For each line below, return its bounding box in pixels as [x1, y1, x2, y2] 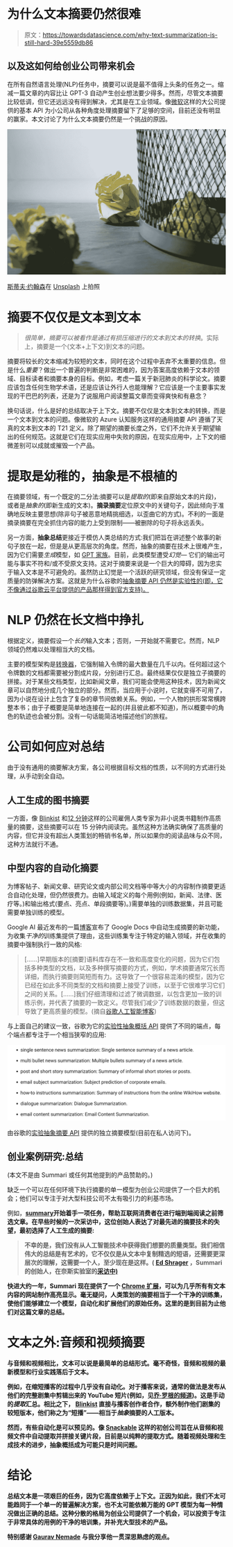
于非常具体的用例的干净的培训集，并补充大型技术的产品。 [7, 1518, 171, 1526]
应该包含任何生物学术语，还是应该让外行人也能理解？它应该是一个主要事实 [7, 383, 220, 392]
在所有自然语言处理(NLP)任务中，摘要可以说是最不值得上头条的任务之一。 [7, 80, 218, 88]
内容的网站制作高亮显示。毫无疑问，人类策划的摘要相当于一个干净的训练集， [7, 1290, 226, 1298]
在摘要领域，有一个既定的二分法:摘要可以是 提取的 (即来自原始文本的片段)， [7, 492, 221, 501]
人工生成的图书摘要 [7, 794, 89, 806]
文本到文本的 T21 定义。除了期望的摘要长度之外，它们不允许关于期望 [19, 424, 216, 433]
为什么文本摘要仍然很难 [7, 6, 141, 22]
